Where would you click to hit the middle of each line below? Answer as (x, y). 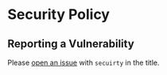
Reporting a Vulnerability (71, 44)
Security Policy (59, 15)
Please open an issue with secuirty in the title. (83, 62)
